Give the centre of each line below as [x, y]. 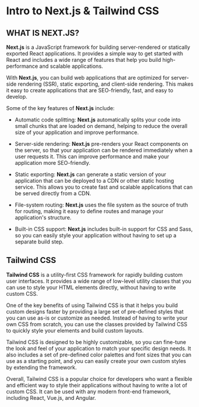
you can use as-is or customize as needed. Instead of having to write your [97, 318]
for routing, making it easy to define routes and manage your [89, 211]
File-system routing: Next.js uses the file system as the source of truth [101, 205]
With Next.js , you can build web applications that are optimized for [88, 78]
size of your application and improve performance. [77, 132]
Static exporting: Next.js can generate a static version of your [90, 174]
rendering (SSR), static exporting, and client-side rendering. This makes [105, 84]
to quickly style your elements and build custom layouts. [75, 330]
